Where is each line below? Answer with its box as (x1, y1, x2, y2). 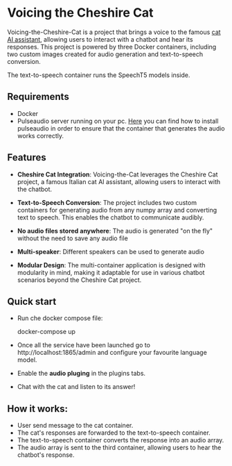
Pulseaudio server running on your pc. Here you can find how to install (17, 117, 219, 125)
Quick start (7, 295, 57, 307)
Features (7, 151, 46, 164)
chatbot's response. (17, 451, 75, 459)
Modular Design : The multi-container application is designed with (17, 260, 206, 269)
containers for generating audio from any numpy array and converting (17, 206, 217, 214)
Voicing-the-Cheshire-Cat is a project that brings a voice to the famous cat (7, 28, 221, 36)
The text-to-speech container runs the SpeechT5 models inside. (7, 71, 190, 79)
